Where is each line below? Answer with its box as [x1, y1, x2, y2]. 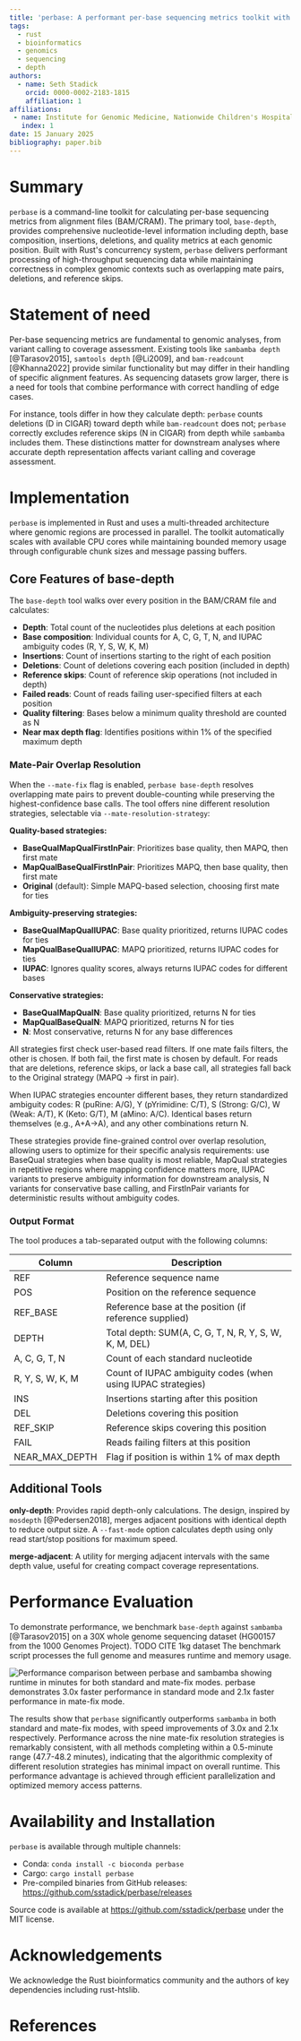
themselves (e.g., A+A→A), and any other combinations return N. [9, 1117, 249, 1129]
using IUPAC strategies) [106, 1377, 206, 1390]
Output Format [9, 1215, 74, 1227]
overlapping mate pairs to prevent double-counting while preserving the [9, 788, 276, 799]
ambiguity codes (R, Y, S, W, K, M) [21, 642, 150, 652]
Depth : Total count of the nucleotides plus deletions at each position [21, 622, 276, 633]
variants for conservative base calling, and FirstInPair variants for [9, 1183, 250, 1193]
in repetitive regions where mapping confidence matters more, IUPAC [9, 1164, 266, 1175]
